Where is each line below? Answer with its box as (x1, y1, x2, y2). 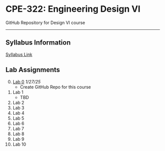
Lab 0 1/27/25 (12, 78, 41, 84)
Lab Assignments (5, 66, 60, 74)
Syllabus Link (5, 51, 33, 57)
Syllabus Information (5, 38, 71, 47)
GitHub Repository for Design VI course (5, 20, 85, 25)
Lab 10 (12, 141, 26, 147)
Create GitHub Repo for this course (20, 84, 91, 90)
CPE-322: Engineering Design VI (5, 3, 141, 15)
